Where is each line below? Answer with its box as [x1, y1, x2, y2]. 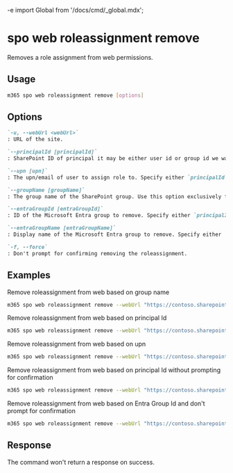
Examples [7, 269, 51, 281]
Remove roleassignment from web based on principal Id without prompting [7, 366, 221, 374]
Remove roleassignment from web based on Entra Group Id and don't [7, 399, 206, 408]
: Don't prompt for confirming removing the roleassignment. [7, 250, 188, 257]
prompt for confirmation [7, 407, 76, 415]
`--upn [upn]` [7, 167, 49, 175]
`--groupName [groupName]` [7, 186, 85, 193]
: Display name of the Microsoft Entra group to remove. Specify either [7, 231, 222, 239]
